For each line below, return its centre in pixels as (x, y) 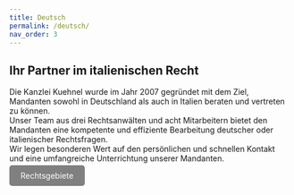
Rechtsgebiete (47, 176)
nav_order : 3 (34, 34)
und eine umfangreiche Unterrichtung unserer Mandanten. (117, 158)
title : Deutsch (38, 17)
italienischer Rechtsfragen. (59, 140)
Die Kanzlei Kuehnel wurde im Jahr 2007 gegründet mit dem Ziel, (129, 92)
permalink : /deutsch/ (50, 26)
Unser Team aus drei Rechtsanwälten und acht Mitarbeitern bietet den (139, 121)
